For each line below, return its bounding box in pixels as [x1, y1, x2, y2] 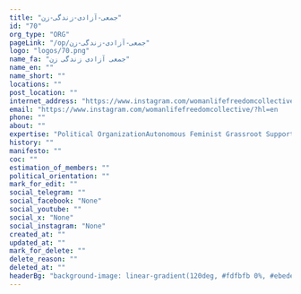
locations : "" [9, 80, 63, 89]
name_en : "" [9, 64, 54, 73]
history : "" [9, 138, 54, 147]
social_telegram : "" [9, 188, 87, 197]
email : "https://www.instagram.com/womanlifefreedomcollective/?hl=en [9, 105, 279, 114]
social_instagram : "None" [9, 221, 106, 230]
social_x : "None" [9, 212, 74, 222]
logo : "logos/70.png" [9, 47, 90, 56]
